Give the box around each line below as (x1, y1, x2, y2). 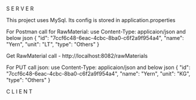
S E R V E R (6, 5, 34, 12)
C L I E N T (6, 88, 33, 95)
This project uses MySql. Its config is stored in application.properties (6, 17, 176, 23)
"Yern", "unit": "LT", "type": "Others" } (6, 41, 100, 48)
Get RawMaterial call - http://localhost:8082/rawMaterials (6, 52, 148, 59)
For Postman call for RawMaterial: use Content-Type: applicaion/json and (6, 28, 186, 35)
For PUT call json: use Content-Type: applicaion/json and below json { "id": (6, 64, 191, 71)
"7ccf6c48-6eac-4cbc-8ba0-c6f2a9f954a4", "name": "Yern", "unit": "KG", (6, 70, 191, 77)
